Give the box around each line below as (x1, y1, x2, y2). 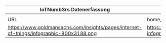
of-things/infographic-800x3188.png (7, 30, 97, 37)
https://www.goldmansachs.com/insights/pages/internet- (7, 24, 142, 30)
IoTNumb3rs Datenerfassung (40, 6, 110, 13)
